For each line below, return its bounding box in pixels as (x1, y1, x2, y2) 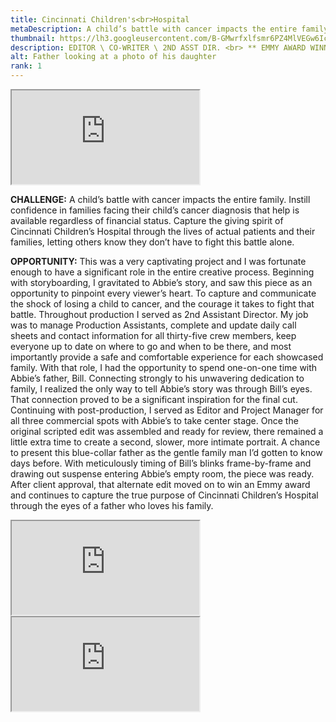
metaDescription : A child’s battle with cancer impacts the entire (10, 24, 298, 34)
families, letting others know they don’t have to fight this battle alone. (10, 236, 295, 248)
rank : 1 (10, 61, 43, 71)
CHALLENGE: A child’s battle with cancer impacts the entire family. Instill (10, 194, 311, 205)
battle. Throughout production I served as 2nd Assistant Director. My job (10, 309, 309, 320)
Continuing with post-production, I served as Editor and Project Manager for (10, 404, 324, 416)
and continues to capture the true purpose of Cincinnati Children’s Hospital (10, 489, 319, 501)
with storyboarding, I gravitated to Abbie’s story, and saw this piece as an (10, 277, 313, 288)
